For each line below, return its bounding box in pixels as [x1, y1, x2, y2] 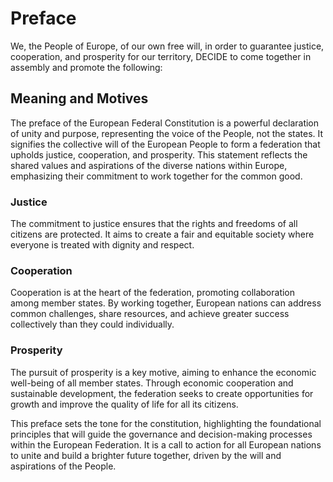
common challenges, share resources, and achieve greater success [10, 308, 290, 320]
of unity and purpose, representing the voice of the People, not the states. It [10, 127, 324, 139]
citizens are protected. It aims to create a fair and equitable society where [10, 228, 315, 241]
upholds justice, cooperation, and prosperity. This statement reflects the [10, 148, 308, 161]
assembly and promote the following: [10, 61, 163, 73]
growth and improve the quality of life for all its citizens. [10, 398, 239, 410]
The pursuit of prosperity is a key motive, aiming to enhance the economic [10, 366, 317, 378]
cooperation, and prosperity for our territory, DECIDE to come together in [10, 50, 312, 62]
